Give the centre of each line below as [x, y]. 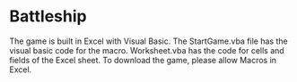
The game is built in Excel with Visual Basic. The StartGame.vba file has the [149, 41]
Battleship [48, 16]
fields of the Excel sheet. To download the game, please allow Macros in [143, 60]
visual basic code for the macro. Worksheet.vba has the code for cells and [147, 50]
